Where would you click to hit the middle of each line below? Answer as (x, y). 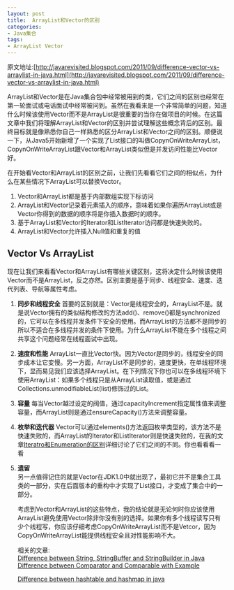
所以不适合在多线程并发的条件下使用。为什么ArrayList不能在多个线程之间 (122, 330)
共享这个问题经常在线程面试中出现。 (69, 338)
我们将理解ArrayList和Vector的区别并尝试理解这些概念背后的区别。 (121, 123)
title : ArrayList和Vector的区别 (54, 20)
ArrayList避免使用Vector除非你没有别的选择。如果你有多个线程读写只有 (119, 517)
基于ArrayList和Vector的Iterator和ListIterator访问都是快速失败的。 (111, 222)
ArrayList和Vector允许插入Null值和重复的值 (79, 231)
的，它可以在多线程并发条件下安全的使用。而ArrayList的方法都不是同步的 (122, 321)
